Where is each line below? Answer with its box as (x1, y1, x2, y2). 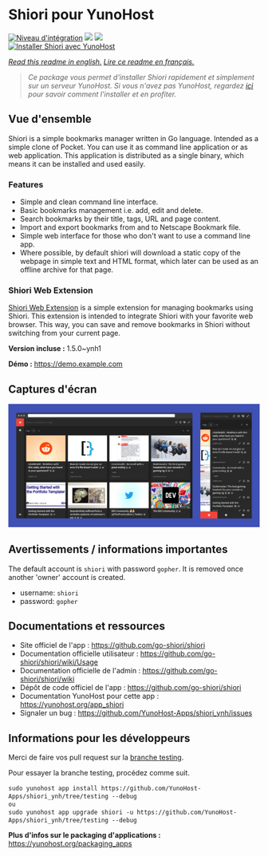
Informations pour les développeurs (8, 732, 191, 745)
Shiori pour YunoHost (8, 6, 154, 24)
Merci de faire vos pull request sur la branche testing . (8, 752, 184, 763)
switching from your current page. (8, 329, 121, 338)
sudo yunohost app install (8, 784, 98, 793)
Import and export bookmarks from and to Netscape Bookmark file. (19, 223, 242, 232)
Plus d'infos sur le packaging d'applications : (8, 830, 161, 840)
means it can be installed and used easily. (8, 159, 146, 168)
